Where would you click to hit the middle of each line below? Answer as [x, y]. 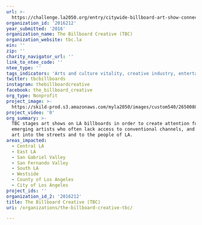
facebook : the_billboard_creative [50, 90]
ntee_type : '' [24, 68]
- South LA [25, 168]
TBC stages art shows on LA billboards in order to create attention [100, 124]
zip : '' [16, 51]
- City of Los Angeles [40, 185]
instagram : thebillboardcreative [48, 85]
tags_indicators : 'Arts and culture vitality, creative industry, [91, 73]
